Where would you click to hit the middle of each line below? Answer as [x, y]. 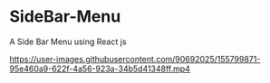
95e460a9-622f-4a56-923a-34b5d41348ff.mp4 [100, 69]
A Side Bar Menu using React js [68, 41]
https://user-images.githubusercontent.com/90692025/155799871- [135, 59]
